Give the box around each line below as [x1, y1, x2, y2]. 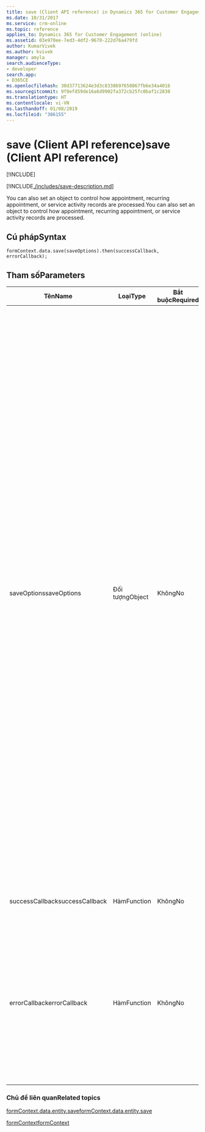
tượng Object [112, 593, 149, 601]
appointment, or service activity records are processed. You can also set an [6, 201, 195, 209]
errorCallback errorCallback [9, 998, 88, 1007]
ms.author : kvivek [6, 49, 53, 55]
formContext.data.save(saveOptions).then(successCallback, [6, 248, 160, 254]
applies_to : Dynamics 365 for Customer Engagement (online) [6, 32, 163, 38]
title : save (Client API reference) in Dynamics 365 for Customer [6, 9, 179, 15]
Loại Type [118, 292, 146, 300]
